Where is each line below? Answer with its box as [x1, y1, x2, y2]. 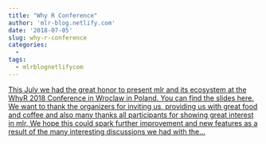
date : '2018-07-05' [8, 26, 73, 34]
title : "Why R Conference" [8, 11, 98, 20]
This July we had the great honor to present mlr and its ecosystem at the [8, 85, 247, 94]
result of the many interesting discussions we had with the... [8, 127, 205, 136]
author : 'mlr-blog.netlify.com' [8, 19, 115, 27]
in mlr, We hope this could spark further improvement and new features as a [8, 118, 258, 127]
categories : [8, 41, 48, 49]
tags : [8, 56, 26, 64]
